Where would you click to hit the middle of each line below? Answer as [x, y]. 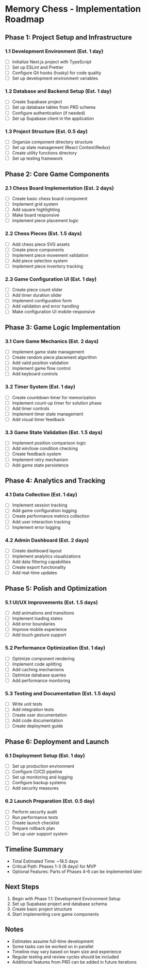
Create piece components [38, 250]
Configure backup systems [39, 783]
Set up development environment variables [55, 78]
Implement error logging [36, 527]
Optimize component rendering [43, 659]
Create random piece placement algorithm [54, 357]
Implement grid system [35, 204]
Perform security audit [34, 812]
